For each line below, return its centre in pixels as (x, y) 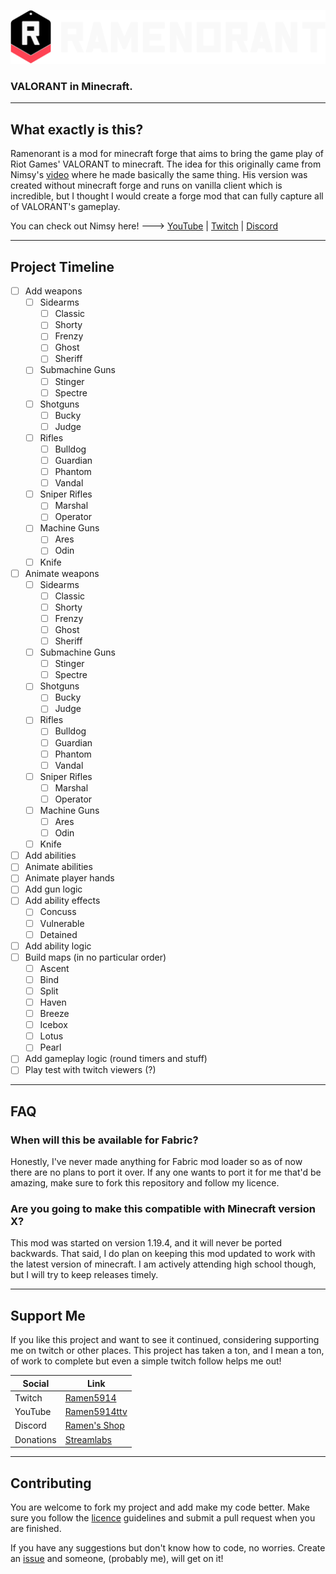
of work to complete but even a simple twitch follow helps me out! (146, 1361)
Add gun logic (53, 889)
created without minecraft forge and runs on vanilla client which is (146, 186)
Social (36, 1383)
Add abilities (50, 856)
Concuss (58, 912)
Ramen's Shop (94, 1426)
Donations (35, 1439)
